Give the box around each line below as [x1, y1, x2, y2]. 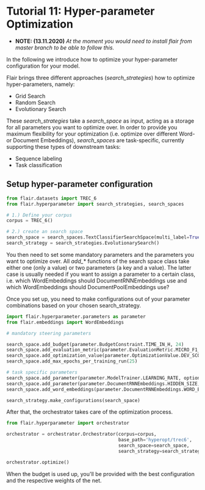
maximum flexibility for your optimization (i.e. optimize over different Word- [6, 130, 195, 137]
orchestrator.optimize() [6, 459, 70, 465]
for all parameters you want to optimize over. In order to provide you [6, 123, 178, 131]
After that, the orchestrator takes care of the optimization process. [6, 408, 173, 416]
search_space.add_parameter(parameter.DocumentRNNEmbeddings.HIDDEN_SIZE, [6, 380, 201, 387]
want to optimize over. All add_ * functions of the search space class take [6, 258, 190, 265]
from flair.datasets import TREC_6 [6, 195, 97, 201]
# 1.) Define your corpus [6, 212, 72, 218]
